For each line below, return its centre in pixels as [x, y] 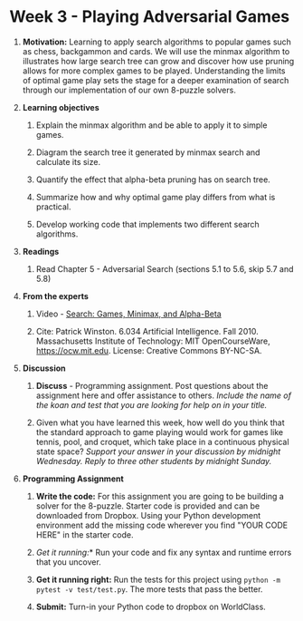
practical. [53, 207]
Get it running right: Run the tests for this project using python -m [158, 579]
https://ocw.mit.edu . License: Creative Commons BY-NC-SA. [149, 350]
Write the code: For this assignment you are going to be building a [160, 496]
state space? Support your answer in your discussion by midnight [158, 451]
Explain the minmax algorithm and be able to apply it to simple [151, 125]
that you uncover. [68, 562]
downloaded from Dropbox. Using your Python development [148, 515]
